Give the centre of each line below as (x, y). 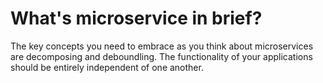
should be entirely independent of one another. (107, 67)
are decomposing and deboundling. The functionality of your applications (161, 56)
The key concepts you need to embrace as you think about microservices (162, 46)
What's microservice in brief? (136, 18)
